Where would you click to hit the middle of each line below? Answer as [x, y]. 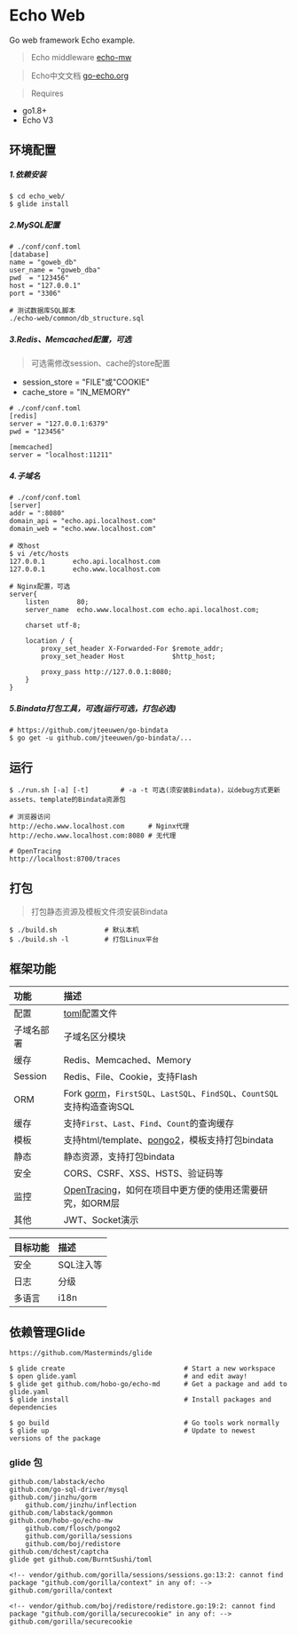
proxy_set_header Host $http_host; [129, 657]
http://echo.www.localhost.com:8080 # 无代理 [93, 836]
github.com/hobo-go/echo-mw [61, 1520]
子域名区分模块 [94, 1036]
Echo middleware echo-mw [81, 57]
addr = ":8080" [37, 513]
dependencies [33, 1408]
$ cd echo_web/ [37, 196]
